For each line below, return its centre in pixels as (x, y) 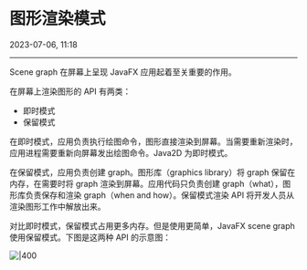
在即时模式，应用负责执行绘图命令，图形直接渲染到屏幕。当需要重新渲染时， (153, 141)
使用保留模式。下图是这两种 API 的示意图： (90, 237)
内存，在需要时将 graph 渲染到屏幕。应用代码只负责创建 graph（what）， (146, 183)
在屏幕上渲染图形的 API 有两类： (70, 91)
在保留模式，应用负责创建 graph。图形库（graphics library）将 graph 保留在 (153, 172)
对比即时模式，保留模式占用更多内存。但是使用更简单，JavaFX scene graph (152, 225)
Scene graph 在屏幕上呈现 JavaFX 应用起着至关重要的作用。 (123, 72)
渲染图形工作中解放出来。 (58, 206)
